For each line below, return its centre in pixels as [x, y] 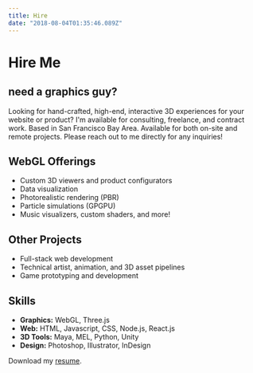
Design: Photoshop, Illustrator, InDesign [85, 345]
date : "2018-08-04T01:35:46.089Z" [66, 23]
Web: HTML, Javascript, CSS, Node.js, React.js [97, 328]
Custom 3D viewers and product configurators [96, 181]
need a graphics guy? [63, 92]
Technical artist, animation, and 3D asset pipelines [102, 267]
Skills [22, 301]
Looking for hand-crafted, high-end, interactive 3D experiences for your [126, 111]
